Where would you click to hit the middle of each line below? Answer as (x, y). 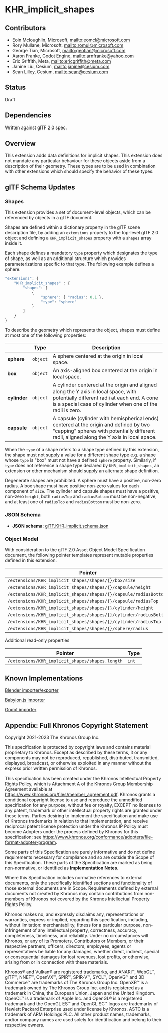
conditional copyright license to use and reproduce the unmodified (74, 800)
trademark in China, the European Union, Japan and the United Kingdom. (80, 993)
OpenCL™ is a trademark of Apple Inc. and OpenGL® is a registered (74, 999)
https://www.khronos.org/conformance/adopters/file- (98, 837)
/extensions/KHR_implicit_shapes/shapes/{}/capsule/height (79, 588)
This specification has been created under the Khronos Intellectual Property (83, 779)
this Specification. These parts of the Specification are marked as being (79, 863)
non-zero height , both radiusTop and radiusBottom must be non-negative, (81, 496)
